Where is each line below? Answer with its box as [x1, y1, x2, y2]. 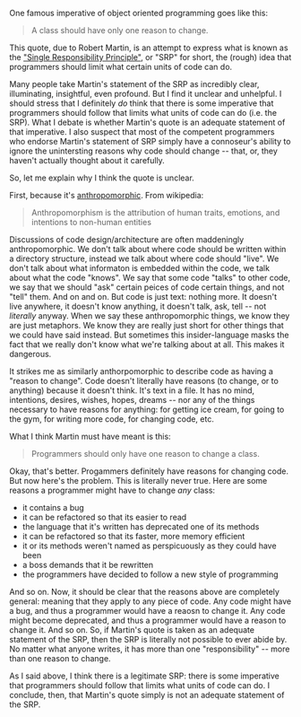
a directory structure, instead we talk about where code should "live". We [9, 253, 279, 264]
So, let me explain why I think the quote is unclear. [9, 172, 194, 183]
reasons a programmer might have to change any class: [9, 485, 216, 495]
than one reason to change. [9, 653, 111, 663]
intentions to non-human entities [30, 217, 152, 227]
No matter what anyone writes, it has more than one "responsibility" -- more [9, 643, 290, 654]
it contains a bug [21, 503, 85, 512]
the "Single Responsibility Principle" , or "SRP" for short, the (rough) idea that [9, 52, 292, 62]
